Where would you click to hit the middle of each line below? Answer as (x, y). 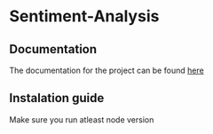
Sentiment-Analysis (84, 16)
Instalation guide (57, 98)
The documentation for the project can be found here (106, 70)
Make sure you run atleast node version (82, 119)
